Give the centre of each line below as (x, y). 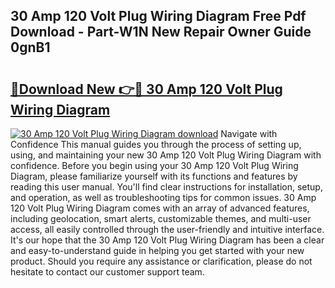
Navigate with (249, 133)
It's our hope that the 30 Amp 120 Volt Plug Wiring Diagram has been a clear (167, 240)
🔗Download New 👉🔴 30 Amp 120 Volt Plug (146, 89)
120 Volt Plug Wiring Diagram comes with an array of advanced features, (160, 208)
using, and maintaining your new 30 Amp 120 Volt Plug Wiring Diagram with (166, 155)
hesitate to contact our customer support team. (107, 272)
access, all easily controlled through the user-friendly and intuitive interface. (167, 229)
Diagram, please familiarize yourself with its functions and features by (154, 176)
